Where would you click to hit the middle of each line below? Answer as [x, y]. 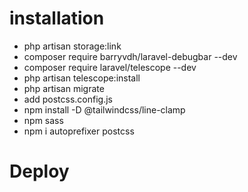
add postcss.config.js [68, 99]
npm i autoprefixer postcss [79, 131]
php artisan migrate [64, 88]
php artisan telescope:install [82, 78]
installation [57, 18]
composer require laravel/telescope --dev [110, 67]
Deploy [39, 171]
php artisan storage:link [72, 46]
